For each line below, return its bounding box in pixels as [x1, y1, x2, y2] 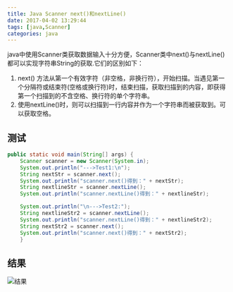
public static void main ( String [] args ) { [7, 151, 134, 159]
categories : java [7, 30, 58, 37]
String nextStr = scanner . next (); [20, 171, 121, 178]
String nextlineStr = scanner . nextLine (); [20, 184, 146, 191]
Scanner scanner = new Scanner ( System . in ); [20, 157, 150, 164]
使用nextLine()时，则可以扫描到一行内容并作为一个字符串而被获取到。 [17, 100, 220, 109]
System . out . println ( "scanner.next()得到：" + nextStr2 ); [20, 229, 188, 236]
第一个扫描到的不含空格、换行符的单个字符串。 [17, 92, 153, 100]
